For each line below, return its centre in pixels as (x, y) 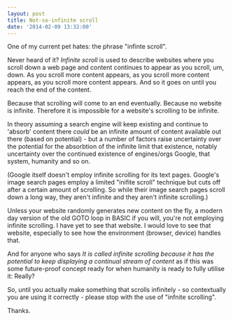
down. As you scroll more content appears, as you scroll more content (108, 75)
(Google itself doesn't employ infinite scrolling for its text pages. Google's (113, 175)
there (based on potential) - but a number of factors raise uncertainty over (114, 139)
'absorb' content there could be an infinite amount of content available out (114, 132)
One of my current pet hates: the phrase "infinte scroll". (87, 47)
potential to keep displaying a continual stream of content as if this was (111, 261)
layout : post (26, 14)
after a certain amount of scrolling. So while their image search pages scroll (116, 190)
